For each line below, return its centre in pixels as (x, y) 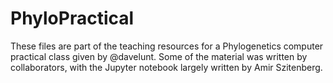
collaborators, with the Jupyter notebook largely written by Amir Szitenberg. (166, 67)
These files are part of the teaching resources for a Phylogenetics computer (167, 46)
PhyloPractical (72, 18)
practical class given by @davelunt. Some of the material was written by (159, 56)
